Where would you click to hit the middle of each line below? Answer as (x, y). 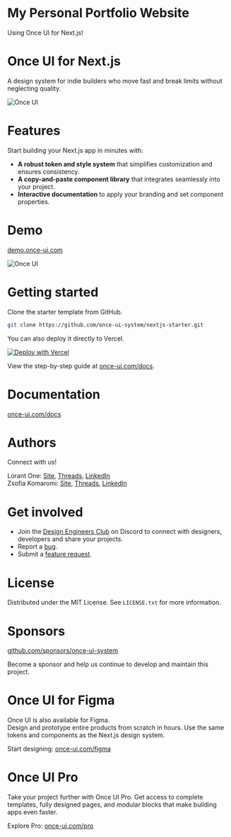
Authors (32, 442)
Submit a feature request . (54, 554)
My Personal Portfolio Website (98, 13)
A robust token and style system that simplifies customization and (115, 164)
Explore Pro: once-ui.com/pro (51, 826)
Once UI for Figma (61, 701)
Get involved (45, 512)
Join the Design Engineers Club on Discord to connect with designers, (120, 532)
